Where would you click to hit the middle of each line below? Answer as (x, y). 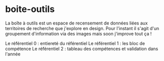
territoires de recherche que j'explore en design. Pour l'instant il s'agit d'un (82, 28)
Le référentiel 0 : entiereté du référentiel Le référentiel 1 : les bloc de (75, 43)
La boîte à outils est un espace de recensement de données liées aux (76, 23)
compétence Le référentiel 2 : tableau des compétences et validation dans (82, 48)
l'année (13, 54)
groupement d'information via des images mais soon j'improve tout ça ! (78, 33)
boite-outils (30, 9)
